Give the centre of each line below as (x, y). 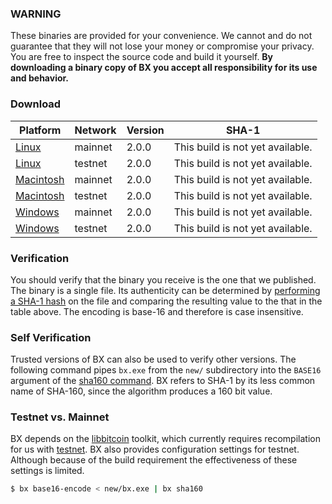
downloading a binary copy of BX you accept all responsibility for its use (164, 68)
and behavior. (40, 78)
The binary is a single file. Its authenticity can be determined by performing (165, 290)
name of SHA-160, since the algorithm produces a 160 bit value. (141, 391)
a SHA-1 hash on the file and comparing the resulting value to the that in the (166, 301)
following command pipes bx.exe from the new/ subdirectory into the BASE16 (166, 370)
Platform (40, 130)
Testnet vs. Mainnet (60, 417)
